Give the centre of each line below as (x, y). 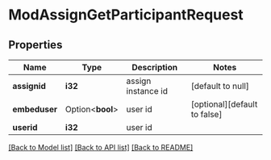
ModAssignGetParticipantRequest (126, 15)
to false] (206, 114)
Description (155, 67)
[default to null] (220, 86)
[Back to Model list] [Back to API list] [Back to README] (101, 147)
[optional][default (224, 104)
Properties (35, 45)
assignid (29, 86)
